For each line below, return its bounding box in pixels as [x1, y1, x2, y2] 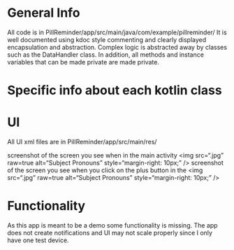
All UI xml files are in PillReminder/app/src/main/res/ [7, 138, 157, 146]
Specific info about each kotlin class [7, 83, 222, 99]
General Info [7, 5, 80, 21]
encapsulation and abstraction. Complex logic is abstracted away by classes [7, 43, 228, 51]
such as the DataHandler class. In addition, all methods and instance [7, 50, 205, 59]
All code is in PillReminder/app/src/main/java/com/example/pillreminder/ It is [7, 28, 227, 36]
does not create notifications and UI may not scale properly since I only [7, 229, 213, 237]
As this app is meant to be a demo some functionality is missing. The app [7, 221, 218, 229]
